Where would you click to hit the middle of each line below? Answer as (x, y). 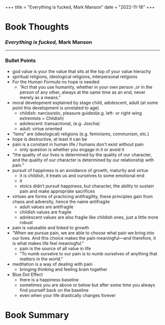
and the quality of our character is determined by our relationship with (83, 160)
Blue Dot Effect (27, 275)
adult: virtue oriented (41, 128)
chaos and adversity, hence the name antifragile (61, 201)
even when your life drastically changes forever (68, 295)
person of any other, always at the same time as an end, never (82, 92)
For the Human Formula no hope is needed (56, 82)
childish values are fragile (45, 212)
